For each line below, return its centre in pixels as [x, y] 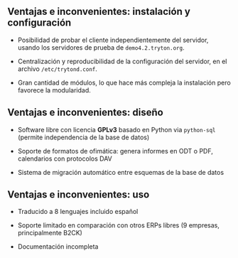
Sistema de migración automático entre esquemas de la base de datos [121, 172]
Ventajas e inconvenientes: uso [79, 195]
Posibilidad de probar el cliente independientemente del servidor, [113, 40]
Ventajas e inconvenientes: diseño [85, 113]
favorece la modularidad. [54, 90]
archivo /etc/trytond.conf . [58, 69]
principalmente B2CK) [50, 233]
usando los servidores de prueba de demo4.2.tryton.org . [101, 47]
